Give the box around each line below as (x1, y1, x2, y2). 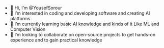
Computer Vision (10, 26, 46, 32)
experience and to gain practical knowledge (10, 37, 103, 43)
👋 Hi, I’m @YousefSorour (10, 5, 62, 11)
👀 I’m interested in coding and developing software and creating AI (10, 10, 150, 16)
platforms (10, 16, 31, 21)
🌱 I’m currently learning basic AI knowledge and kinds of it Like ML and (10, 21, 159, 27)
